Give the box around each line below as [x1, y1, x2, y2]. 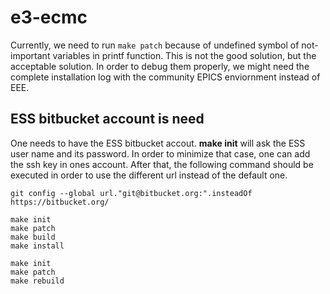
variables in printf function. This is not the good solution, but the [52, 49, 317, 61]
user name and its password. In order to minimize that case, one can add [10, 147, 311, 160]
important [10, 49, 51, 61]
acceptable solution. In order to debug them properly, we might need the [10, 60, 310, 72]
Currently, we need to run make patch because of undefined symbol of [10, 39, 300, 51]
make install [10, 241, 65, 251]
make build [10, 232, 56, 242]
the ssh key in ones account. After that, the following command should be [10, 158, 314, 170]
